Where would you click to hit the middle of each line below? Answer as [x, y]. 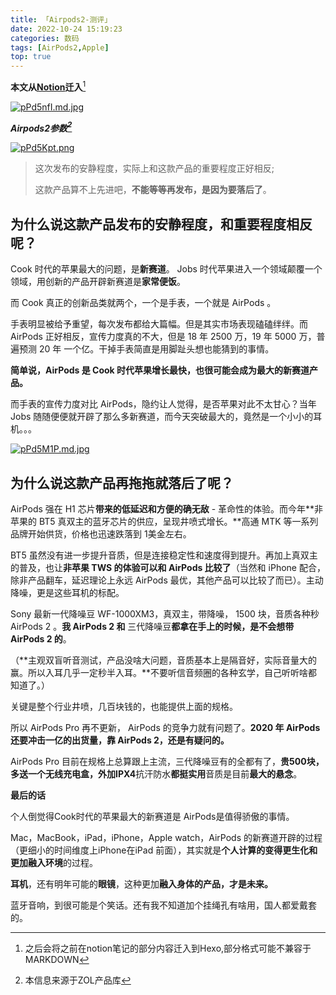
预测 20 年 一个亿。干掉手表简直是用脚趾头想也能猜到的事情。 [146, 349]
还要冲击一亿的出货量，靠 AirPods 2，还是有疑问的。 [120, 740]
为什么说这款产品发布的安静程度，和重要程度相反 [161, 224]
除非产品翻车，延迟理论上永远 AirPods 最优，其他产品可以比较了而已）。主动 [167, 580]
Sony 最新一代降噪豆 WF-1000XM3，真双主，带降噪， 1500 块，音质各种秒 [165, 614]
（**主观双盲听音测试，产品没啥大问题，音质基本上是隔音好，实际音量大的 [164, 660]
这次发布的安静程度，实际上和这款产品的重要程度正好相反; [154, 168]
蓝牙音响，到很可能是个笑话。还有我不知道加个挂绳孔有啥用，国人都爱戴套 [163, 905]
